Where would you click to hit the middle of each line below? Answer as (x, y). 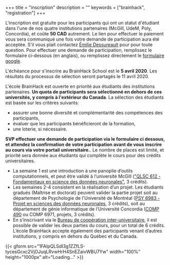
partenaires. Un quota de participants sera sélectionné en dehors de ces (84, 92)
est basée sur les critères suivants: (42, 103)
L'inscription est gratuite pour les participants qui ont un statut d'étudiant (82, 23)
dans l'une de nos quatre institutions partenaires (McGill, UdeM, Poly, (79, 28)
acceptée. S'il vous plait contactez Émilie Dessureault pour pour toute (79, 45)
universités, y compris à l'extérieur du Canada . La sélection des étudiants (85, 97)
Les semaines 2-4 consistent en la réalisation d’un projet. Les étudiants (88, 187)
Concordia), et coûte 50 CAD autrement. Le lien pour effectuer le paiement (84, 34)
